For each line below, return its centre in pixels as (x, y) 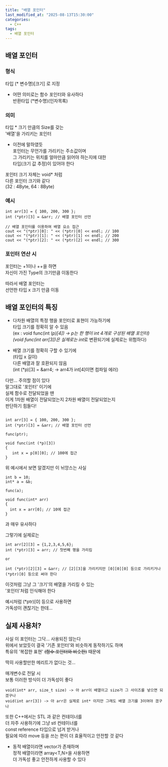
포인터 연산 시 (21, 254)
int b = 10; (18, 477)
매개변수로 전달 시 (23, 673)
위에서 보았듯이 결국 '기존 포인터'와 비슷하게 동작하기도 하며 (64, 645)
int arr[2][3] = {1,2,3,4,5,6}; (39, 545)
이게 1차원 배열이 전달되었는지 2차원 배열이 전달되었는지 (60, 400)
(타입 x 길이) (25, 357)
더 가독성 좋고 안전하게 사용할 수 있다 (49, 759)
